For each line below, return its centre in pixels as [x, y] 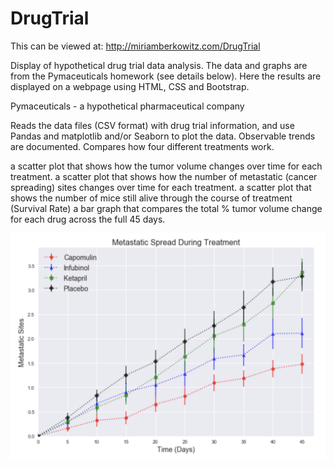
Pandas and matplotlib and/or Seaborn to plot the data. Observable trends [163, 136]
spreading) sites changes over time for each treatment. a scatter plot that [161, 187]
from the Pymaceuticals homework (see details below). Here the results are [166, 76]
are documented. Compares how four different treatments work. [142, 146]
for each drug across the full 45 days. [88, 219]
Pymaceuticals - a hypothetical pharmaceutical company [127, 106]
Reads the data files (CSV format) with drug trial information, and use [152, 125]
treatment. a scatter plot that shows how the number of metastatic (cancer [164, 176]
